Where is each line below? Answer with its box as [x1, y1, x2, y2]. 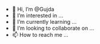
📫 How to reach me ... [12, 32, 68, 38]
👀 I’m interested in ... [12, 12, 64, 19]
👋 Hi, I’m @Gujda [12, 6, 55, 12]
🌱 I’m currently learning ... [12, 18, 77, 25]
